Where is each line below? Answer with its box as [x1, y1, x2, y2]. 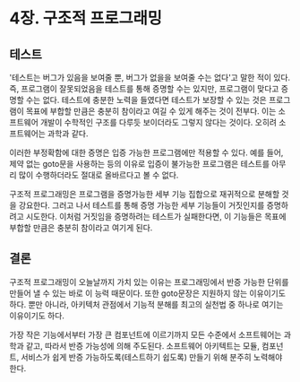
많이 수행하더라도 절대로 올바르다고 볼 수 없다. [18, 169, 179, 180]
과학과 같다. [47, 128, 89, 139]
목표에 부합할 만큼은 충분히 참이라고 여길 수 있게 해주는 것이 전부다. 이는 [25, 106, 277, 117]
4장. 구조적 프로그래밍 [9, 8, 163, 29]
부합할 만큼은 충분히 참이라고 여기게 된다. [9, 222, 153, 233]
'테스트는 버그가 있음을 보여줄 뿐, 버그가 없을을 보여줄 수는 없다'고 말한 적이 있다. [9, 73, 291, 82]
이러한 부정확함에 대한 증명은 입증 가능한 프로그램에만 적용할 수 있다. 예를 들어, [9, 147, 284, 158]
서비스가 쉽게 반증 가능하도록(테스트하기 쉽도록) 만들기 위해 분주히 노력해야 [21, 352, 283, 362]
